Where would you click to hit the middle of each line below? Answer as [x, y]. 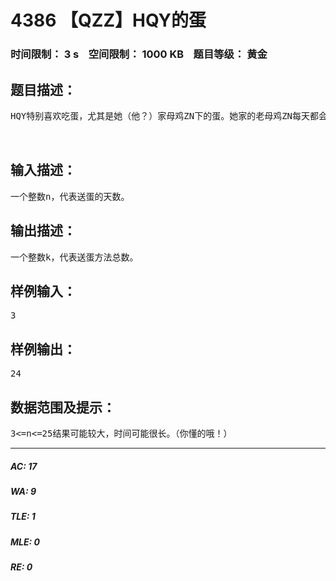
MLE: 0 [25, 542]
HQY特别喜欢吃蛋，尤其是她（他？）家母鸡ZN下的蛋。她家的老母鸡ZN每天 [160, 115]
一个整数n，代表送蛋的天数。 [70, 196]
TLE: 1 [23, 517]
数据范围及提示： [63, 407]
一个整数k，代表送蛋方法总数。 [74, 257]
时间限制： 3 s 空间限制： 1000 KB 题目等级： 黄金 [139, 54]
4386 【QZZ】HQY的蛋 [108, 20]
